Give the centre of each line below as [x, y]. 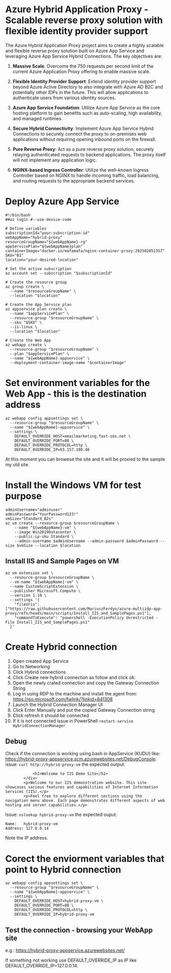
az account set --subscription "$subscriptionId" [59, 273]
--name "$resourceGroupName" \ [43, 291]
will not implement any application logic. [55, 160]
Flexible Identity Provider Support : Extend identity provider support [84, 81]
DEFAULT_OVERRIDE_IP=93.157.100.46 [52, 449]
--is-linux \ [24, 327]
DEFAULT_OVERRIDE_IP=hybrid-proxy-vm [54, 914]
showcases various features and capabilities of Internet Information [82, 787]
